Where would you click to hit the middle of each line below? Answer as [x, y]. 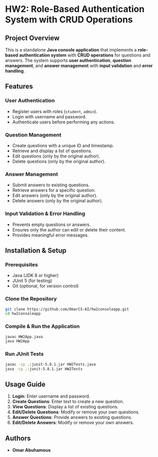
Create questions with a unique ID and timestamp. [63, 145]
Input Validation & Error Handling [45, 214]
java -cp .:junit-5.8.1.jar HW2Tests [44, 369]
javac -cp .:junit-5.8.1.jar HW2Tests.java [51, 364]
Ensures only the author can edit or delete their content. [69, 229]
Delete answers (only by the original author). [58, 201]
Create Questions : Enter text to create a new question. [68, 401]
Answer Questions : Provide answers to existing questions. [72, 417]
